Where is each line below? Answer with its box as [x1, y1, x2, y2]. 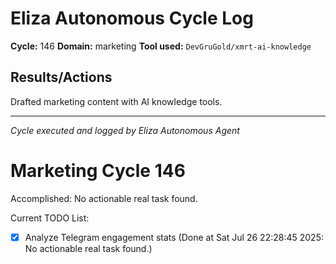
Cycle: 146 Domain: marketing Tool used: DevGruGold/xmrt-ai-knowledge [10, 40, 312, 52]
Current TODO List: [10, 212, 90, 224]
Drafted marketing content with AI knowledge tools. [10, 95, 223, 107]
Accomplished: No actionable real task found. [10, 192, 198, 204]
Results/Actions [10, 69, 113, 86]
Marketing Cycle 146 [10, 159, 186, 182]
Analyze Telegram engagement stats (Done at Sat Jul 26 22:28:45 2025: [24, 231, 324, 243]
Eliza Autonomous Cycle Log [10, 7, 254, 30]
